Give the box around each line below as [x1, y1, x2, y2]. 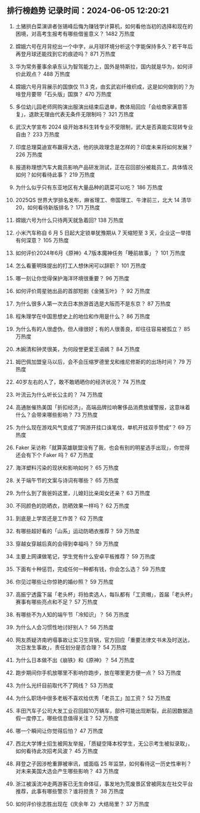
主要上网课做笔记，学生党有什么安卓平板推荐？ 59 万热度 [15, 552, 155, 559]
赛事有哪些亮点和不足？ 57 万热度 [15, 598, 98, 605]
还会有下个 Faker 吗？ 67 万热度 [15, 451, 94, 458]
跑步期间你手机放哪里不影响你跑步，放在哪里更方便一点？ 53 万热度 [15, 669, 182, 676]
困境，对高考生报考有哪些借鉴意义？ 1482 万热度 [15, 30, 135, 37]
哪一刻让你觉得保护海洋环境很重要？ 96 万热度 [15, 274, 130, 282]
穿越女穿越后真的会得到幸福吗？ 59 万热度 [15, 540, 119, 547]
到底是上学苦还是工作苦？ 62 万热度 [15, 515, 104, 522]
